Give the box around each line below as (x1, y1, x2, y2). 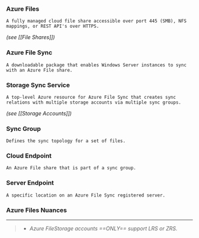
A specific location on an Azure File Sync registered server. (6, 192, 166, 198)
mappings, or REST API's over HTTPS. (6, 23, 99, 30)
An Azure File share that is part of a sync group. (6, 165, 136, 171)
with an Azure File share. (6, 67, 73, 73)
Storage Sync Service (6, 81, 70, 89)
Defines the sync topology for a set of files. (6, 138, 126, 144)
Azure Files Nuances (6, 206, 67, 214)
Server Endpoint (6, 179, 54, 187)
